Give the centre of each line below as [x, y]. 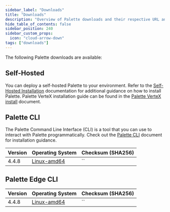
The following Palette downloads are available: [54, 57]
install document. [23, 101]
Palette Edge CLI [32, 179]
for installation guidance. [31, 140]
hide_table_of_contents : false [38, 24]
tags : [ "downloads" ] [27, 43]
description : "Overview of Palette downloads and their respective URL [82, 19]
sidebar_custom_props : [29, 33]
